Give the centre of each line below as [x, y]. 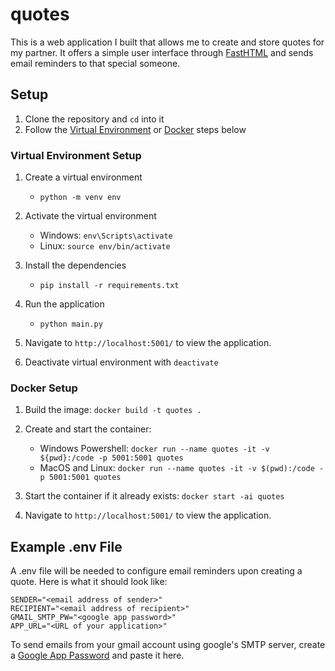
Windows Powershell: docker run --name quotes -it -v [154, 449]
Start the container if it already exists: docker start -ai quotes [154, 496]
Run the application [64, 304]
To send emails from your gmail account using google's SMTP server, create [168, 645]
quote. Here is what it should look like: [89, 582]
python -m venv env [80, 198]
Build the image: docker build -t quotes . [113, 410]
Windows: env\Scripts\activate [106, 235]
